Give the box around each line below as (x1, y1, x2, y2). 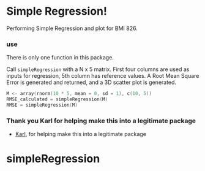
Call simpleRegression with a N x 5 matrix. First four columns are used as (6, 66, 190, 73)
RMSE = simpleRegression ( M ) (6, 102, 78, 108)
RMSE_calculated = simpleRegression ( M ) (6, 96, 108, 102)
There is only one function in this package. (6, 54, 114, 61)
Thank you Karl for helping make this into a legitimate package (6, 116, 196, 125)
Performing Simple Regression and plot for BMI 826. (6, 25, 138, 32)
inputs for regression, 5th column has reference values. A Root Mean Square (6, 72, 199, 80)
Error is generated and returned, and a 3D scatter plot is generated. (6, 78, 176, 86)
